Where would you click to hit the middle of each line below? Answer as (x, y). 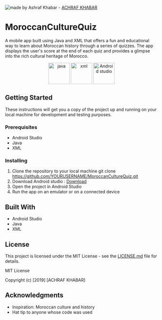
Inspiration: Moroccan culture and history (53, 307)
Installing (16, 160)
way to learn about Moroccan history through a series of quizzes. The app (79, 46)
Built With (20, 207)
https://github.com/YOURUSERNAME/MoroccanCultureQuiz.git (75, 176)
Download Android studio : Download (49, 182)
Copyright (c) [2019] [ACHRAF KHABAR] (45, 280)
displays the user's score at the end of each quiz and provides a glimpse (78, 51)
